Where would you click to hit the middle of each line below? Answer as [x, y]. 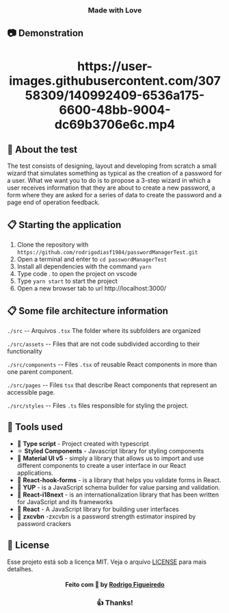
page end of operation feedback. [54, 202]
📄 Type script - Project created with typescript [83, 443]
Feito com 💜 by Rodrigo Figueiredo [115, 585]
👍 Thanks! [115, 603]
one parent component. [40, 371]
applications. [35, 473]
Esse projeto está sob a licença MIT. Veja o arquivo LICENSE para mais [107, 562]
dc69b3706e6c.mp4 [115, 124]
